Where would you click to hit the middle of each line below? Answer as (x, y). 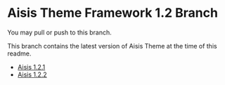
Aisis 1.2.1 (31, 67)
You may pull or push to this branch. (60, 32)
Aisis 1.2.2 (32, 74)
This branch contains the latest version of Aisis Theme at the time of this (112, 46)
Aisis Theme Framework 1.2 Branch (112, 13)
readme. (19, 53)
